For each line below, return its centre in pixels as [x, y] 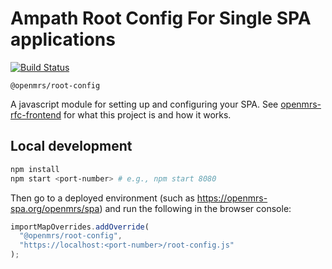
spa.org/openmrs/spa [55, 208]
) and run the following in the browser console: [195, 208]
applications [63, 39]
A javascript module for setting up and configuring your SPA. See [144, 104]
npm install [35, 169]
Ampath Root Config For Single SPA [161, 18]
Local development [71, 146]
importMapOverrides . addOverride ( [80, 227]
